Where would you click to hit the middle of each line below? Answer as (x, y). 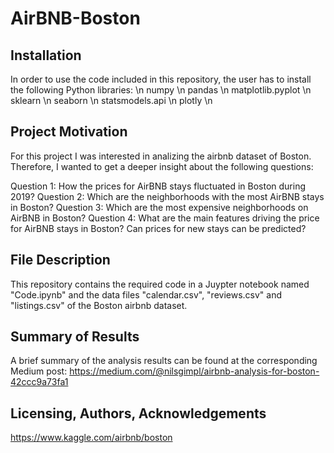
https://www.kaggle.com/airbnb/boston (91, 438)
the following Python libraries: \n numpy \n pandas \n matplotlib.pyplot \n (161, 90)
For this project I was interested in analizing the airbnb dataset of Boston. (161, 156)
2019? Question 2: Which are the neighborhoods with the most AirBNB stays (167, 196)
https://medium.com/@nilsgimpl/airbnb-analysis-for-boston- (194, 371)
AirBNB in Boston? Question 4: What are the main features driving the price (165, 218)
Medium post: (39, 371)
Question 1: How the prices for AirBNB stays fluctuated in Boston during (158, 186)
